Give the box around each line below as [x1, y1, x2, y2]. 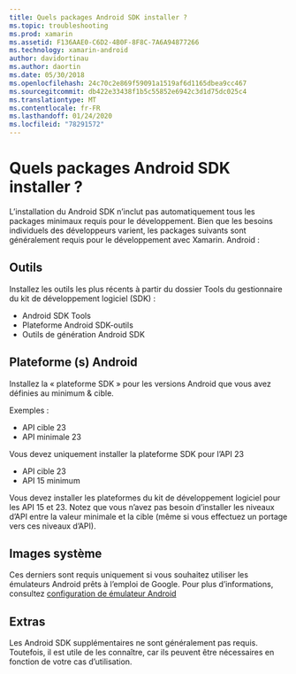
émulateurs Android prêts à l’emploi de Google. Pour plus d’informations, [9, 579, 274, 590]
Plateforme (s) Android [9, 355, 139, 370]
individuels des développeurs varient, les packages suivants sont [9, 225, 247, 236]
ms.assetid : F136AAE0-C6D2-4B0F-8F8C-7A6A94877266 [9, 37, 200, 47]
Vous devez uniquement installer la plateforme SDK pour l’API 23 [9, 448, 245, 459]
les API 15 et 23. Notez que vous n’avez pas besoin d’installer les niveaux [9, 501, 276, 512]
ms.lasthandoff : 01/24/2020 [9, 112, 113, 120]
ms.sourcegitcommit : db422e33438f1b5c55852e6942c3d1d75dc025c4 [9, 87, 247, 96]
